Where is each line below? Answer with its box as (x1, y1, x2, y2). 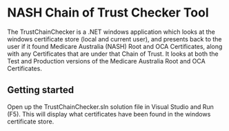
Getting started (7, 84, 74, 96)
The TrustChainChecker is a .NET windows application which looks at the (7, 28, 216, 36)
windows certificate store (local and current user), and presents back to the (7, 34, 222, 43)
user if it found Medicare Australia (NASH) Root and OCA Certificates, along (7, 42, 223, 50)
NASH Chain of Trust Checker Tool (7, 5, 209, 21)
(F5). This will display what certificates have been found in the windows (7, 110, 211, 118)
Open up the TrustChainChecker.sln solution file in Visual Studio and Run (7, 102, 214, 111)
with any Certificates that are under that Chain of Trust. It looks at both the (7, 50, 219, 58)
